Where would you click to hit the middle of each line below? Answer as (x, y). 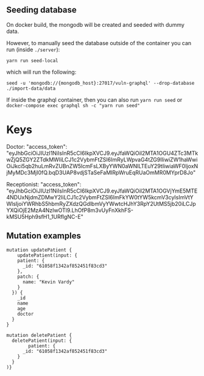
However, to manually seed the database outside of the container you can (99, 43)
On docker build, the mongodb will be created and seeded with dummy (95, 24)
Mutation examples (44, 236)
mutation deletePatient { (39, 335)
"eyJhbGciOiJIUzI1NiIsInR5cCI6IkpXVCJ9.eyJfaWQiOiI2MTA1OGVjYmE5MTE (102, 191)
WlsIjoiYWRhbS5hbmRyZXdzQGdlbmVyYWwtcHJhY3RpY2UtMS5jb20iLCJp (101, 204)
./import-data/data (31, 88)
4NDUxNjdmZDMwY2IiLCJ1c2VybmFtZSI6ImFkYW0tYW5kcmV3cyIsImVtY (100, 197)
